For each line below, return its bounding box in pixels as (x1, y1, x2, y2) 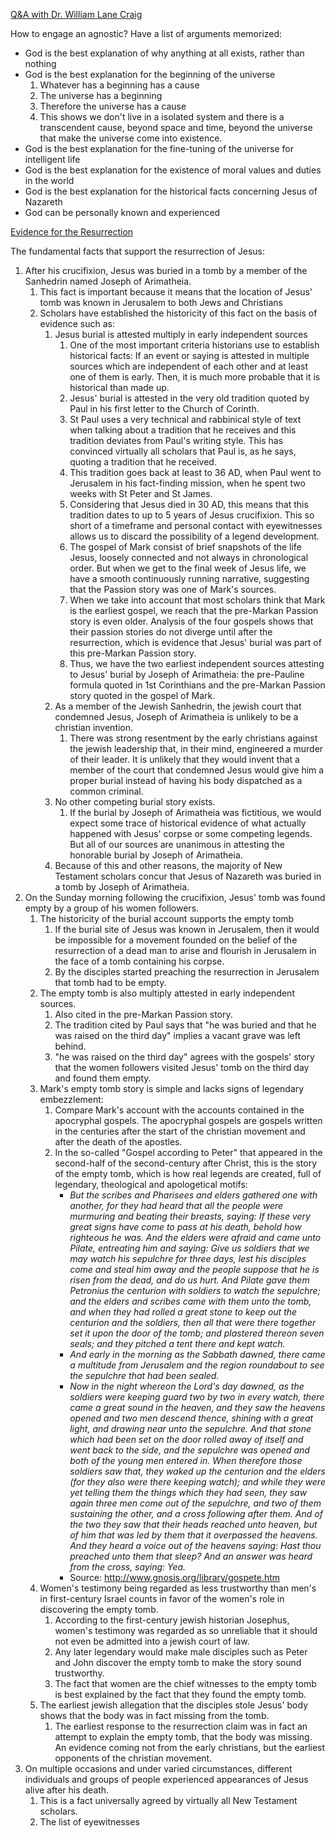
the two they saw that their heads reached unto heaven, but (69, 1519, 318, 1530)
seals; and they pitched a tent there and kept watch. (69, 1338, 286, 1349)
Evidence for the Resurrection (10, 226, 134, 238)
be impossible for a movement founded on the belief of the (54, 934, 298, 946)
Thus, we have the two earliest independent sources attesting (69, 658, 325, 669)
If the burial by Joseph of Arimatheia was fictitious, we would (69, 807, 322, 818)
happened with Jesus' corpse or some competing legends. (69, 828, 313, 839)
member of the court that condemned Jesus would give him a (69, 764, 325, 776)
